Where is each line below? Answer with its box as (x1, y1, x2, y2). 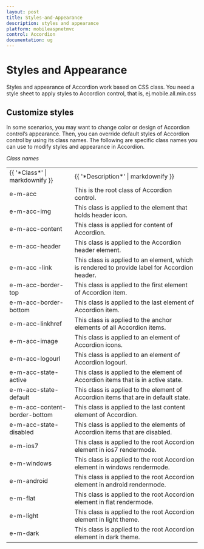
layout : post (6, 9, 39, 15)
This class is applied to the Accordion (74, 238, 182, 247)
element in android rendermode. (74, 480, 166, 489)
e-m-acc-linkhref (9, 319, 63, 328)
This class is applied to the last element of (74, 298, 194, 307)
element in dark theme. (74, 533, 140, 541)
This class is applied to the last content (74, 403, 185, 411)
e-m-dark (9, 529, 39, 537)
